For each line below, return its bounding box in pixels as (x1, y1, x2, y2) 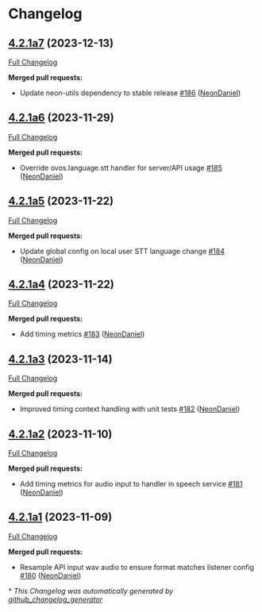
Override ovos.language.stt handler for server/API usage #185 (19, 163, 222, 172)
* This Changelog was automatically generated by (8, 586, 174, 595)
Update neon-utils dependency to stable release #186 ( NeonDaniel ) (19, 88, 241, 98)
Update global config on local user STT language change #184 (19, 246, 225, 256)
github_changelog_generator (8, 595, 103, 604)
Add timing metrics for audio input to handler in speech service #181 (19, 479, 243, 489)
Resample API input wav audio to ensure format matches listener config (19, 562, 254, 572)
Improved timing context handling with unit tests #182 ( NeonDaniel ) (19, 404, 241, 414)
